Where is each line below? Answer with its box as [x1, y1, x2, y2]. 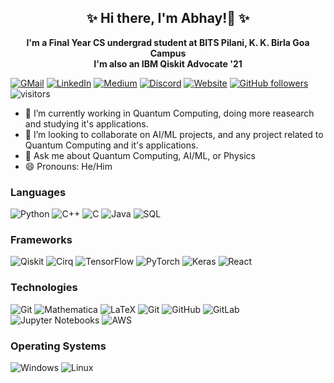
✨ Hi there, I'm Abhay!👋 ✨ [86, 10, 250, 27]
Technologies [10, 281, 78, 295]
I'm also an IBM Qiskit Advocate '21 [93, 57, 243, 70]
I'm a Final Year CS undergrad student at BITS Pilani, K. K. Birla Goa [26, 36, 310, 48]
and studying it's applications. [24, 117, 149, 130]
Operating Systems [10, 339, 107, 353]
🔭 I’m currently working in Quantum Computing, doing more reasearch [24, 107, 315, 119]
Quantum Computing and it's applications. [24, 139, 199, 151]
